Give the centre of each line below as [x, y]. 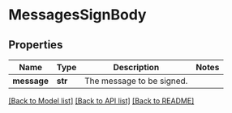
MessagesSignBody [77, 15]
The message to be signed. [136, 81]
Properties [36, 45]
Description [136, 67]
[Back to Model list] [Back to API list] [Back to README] [101, 101]
